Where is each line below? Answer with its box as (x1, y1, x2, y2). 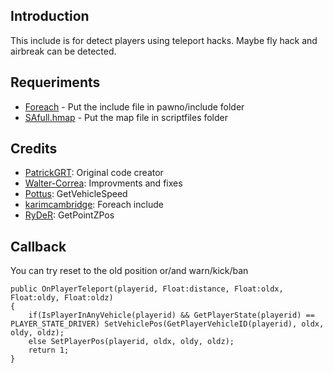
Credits (10, 140, 58, 158)
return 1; (28, 345, 70, 356)
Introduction (10, 8, 90, 25)
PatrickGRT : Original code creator (24, 167, 164, 179)
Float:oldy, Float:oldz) (10, 293, 114, 303)
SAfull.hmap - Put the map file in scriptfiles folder (24, 111, 229, 123)
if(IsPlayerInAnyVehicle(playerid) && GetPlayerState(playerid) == (28, 310, 315, 321)
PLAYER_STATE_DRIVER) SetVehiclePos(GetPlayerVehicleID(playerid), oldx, (10, 319, 325, 329)
